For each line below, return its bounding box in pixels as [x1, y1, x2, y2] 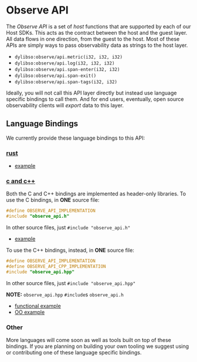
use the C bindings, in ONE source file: [6, 197, 100, 204]
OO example [14, 309, 45, 316]
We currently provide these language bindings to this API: [6, 134, 145, 141]
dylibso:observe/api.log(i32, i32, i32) [14, 60, 115, 66]
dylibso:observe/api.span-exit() [14, 73, 97, 79]
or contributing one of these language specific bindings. [6, 349, 142, 356]
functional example [14, 302, 62, 309]
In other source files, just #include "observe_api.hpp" [6, 279, 136, 286]
